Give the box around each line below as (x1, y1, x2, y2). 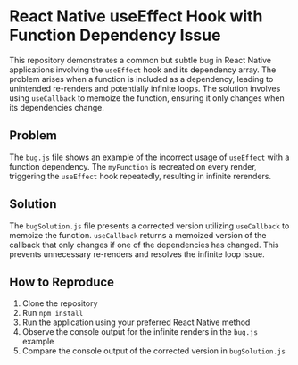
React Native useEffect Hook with (9, 6, 263, 27)
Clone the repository (21, 298, 98, 309)
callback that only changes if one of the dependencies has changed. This (9, 239, 279, 250)
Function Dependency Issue (9, 25, 221, 46)
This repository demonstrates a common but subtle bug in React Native (9, 54, 272, 65)
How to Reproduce (9, 274, 114, 289)
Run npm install (21, 308, 84, 319)
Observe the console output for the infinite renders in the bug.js (21, 327, 259, 337)
